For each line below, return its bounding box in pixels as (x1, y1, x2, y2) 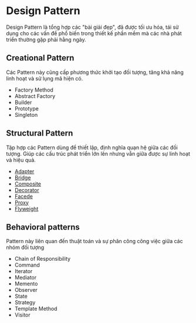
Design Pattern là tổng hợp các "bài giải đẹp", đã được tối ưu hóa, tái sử (6, 23, 179, 31)
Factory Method (14, 86, 54, 93)
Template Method (14, 305, 58, 312)
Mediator (14, 274, 37, 281)
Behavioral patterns (6, 222, 80, 232)
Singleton (14, 111, 38, 118)
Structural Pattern (6, 128, 73, 139)
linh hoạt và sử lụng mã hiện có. (6, 75, 83, 82)
